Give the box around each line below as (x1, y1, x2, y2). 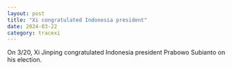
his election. (7, 56, 42, 64)
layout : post (7, 10, 45, 17)
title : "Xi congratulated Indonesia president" (7, 17, 148, 23)
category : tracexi (7, 29, 60, 37)
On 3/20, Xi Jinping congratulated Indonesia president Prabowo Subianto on (7, 48, 226, 57)
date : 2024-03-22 (7, 23, 58, 30)
